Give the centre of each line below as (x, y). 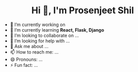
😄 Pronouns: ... (26, 59)
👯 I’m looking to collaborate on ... (44, 35)
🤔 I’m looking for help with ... (40, 41)
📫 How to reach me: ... (34, 52)
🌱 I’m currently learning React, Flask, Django (57, 30)
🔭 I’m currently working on (38, 25)
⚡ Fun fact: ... (24, 65)
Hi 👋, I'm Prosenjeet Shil (83, 10)
